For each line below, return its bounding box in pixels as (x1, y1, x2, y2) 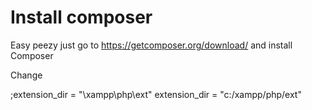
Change (10, 69, 43, 81)
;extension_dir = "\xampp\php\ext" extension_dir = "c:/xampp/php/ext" (10, 88, 302, 100)
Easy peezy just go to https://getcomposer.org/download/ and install (10, 39, 293, 51)
